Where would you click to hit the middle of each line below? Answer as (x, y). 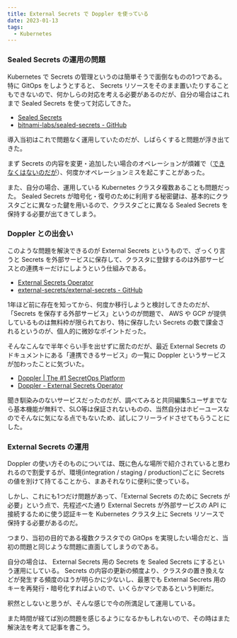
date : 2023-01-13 (33, 21)
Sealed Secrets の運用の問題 (57, 59)
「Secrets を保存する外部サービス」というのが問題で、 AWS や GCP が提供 (117, 313)
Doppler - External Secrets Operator (70, 385)
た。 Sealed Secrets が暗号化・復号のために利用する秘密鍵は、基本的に (112, 196)
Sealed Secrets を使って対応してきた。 (78, 103)
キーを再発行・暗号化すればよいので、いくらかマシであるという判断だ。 (112, 588)
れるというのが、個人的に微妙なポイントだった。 (79, 331)
